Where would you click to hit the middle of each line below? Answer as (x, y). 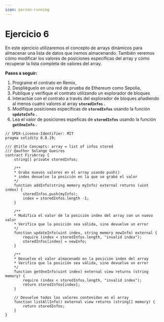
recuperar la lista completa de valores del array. (53, 63)
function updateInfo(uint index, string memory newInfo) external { (86, 233)
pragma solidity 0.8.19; (31, 138)
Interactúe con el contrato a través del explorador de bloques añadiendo (86, 98)
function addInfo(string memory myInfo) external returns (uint (81, 185)
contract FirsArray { (27, 155)
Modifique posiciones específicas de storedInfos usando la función (81, 108)
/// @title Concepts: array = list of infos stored (59, 146)
